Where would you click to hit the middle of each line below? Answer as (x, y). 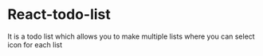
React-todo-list (59, 15)
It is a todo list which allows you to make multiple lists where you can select (131, 36)
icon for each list (35, 44)
